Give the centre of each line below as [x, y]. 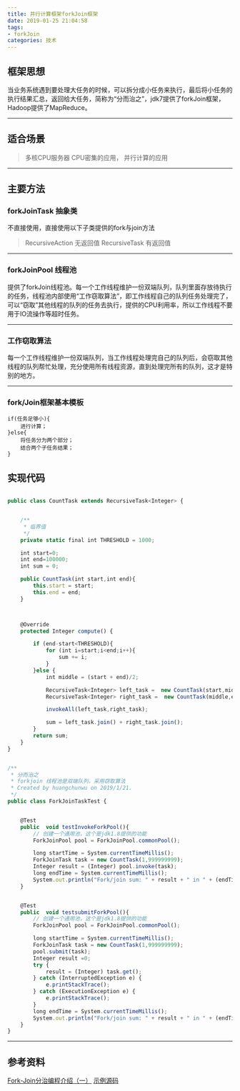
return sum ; [51, 736]
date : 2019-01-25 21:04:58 [47, 21]
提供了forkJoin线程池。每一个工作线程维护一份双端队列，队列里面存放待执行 [120, 287]
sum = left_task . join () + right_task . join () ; [114, 723]
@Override [35, 624]
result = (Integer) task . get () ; [94, 972]
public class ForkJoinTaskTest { [57, 801]
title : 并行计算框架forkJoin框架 [53, 14]
